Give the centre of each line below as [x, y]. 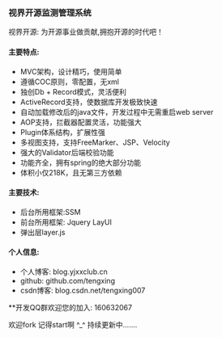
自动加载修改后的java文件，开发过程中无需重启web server [117, 112]
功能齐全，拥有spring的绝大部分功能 [81, 162]
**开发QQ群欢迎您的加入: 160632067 [70, 307]
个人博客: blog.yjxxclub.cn [64, 272]
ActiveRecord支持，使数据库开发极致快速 [89, 102]
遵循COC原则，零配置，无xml [70, 82]
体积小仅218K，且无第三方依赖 [71, 172]
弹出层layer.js [43, 232]
